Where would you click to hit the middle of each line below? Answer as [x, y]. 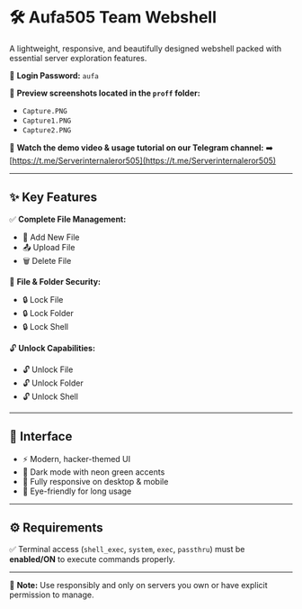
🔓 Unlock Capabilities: [53, 348]
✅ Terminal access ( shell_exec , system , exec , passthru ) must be [127, 550]
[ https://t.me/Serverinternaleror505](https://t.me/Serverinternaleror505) [143, 160]
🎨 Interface [41, 436]
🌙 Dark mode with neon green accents [93, 472]
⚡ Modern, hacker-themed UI [76, 459]
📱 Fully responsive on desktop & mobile [95, 481]
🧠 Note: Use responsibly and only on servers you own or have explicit [138, 586]
